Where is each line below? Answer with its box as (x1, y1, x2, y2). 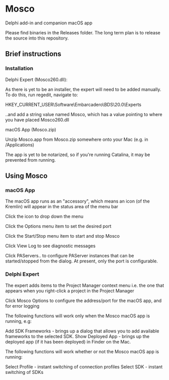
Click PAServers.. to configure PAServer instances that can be (5, 253, 134, 259)
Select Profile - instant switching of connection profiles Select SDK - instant (5, 363, 163, 370)
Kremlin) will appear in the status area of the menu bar (5, 204, 119, 210)
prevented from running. (5, 157, 56, 163)
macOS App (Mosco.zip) (5, 126, 57, 132)
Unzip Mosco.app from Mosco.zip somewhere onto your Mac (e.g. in (5, 136, 149, 142)
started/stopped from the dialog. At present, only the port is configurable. (5, 258, 158, 264)
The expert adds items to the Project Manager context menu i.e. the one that (5, 282, 164, 288)
